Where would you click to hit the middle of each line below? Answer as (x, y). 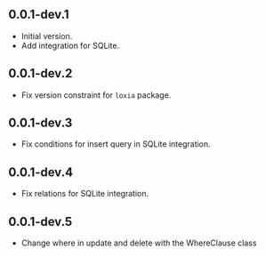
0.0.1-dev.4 (40, 172)
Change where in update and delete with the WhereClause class (139, 243)
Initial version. (47, 36)
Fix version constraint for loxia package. (96, 95)
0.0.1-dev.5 (40, 221)
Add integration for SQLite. (70, 45)
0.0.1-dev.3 (40, 123)
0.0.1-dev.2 (40, 73)
